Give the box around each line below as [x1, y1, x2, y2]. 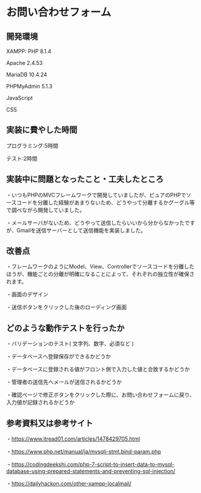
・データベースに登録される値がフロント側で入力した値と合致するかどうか [6, 365, 190, 373]
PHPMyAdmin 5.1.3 [6, 82, 53, 90]
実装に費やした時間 [6, 125, 77, 135]
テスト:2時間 [6, 155, 38, 162]
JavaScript [6, 95, 33, 101]
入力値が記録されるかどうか [6, 398, 75, 406]
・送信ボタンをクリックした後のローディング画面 [6, 303, 127, 311]
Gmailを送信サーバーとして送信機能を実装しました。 [16, 226, 146, 234]
